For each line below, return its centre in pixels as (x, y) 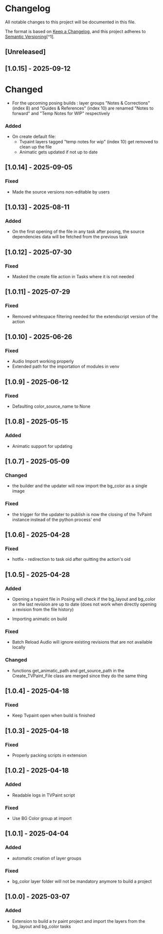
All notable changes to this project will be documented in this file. (71, 22)
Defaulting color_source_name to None (51, 406)
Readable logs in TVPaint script (44, 795)
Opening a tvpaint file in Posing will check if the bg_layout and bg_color (84, 599)
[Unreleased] (26, 52)
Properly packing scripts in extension (49, 755)
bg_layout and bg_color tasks (42, 926)
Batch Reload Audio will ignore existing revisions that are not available (82, 642)
